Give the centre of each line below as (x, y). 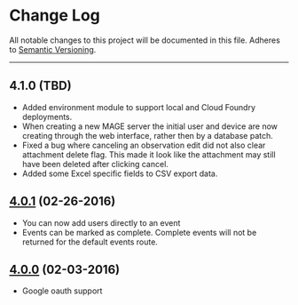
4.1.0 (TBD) (41, 86)
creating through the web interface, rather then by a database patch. (147, 135)
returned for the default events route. (90, 242)
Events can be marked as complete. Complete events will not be (139, 232)
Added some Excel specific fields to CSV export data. (120, 173)
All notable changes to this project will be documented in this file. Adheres (145, 40)
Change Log (55, 16)
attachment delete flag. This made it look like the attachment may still (149, 154)
